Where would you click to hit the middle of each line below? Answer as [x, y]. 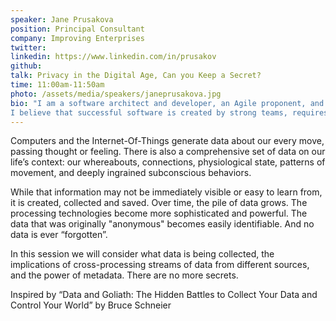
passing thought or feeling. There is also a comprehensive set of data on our [168, 152]
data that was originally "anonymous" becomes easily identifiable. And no [162, 224]
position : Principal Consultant [77, 29]
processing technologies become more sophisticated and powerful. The [159, 213]
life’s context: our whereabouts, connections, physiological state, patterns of [168, 162]
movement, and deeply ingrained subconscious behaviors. [131, 173]
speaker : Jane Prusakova [62, 19]
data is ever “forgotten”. [59, 235]
